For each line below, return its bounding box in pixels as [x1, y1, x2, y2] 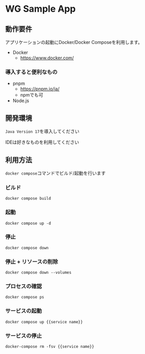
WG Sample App [5, 3, 76, 15]
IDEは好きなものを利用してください [5, 139, 79, 146]
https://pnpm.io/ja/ [20, 86, 60, 92]
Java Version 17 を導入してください [5, 128, 80, 134]
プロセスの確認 [5, 283, 42, 290]
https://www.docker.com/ [20, 55, 74, 61]
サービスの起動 [5, 308, 42, 315]
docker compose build [5, 196, 51, 201]
